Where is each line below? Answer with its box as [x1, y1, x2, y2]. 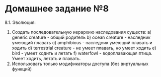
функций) [11, 66, 32, 72]
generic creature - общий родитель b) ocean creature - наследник [11, 34, 151, 40]
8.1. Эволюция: [4, 19, 36, 25]
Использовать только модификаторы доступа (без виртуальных [11, 61, 149, 67]
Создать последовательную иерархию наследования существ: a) [11, 29, 152, 35]
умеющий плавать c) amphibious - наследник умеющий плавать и [11, 39, 153, 45]
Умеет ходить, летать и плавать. [11, 55, 81, 61]
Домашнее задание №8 [4, 3, 109, 14]
